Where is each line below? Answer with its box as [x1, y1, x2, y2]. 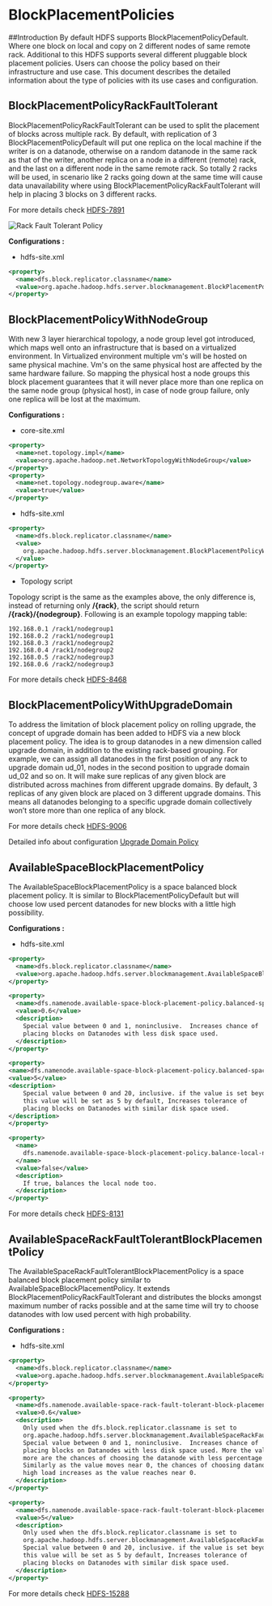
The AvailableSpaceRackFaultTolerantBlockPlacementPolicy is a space [8, 1267, 244, 1276]
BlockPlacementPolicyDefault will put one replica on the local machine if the [8, 138, 261, 147]
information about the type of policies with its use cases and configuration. [8, 75, 259, 85]
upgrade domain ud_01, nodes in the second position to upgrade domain [8, 763, 250, 772]
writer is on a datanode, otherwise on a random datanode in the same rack [8, 146, 257, 155]
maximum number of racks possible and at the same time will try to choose [8, 1301, 259, 1311]
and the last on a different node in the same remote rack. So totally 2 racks [8, 164, 257, 173]
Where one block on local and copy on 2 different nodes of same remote [8, 40, 251, 50]
